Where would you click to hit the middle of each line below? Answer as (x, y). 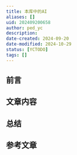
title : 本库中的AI (27, 11)
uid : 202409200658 (28, 22)
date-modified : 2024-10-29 (39, 44)
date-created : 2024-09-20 (37, 39)
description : (22, 33)
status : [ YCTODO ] (27, 50)
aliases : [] (20, 17)
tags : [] (17, 55)
